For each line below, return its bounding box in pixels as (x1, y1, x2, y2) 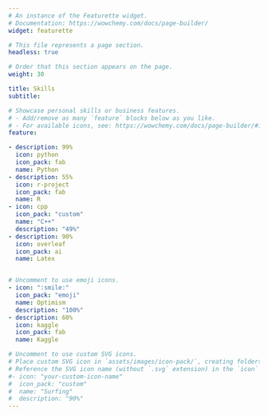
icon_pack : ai (15, 247, 62, 256)
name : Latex (15, 255, 56, 263)
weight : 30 (8, 70, 45, 78)
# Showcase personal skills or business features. (8, 106, 180, 114)
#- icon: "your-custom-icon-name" (8, 373, 124, 381)
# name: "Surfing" (8, 387, 73, 396)
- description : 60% (8, 313, 73, 321)
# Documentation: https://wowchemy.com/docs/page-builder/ (8, 19, 209, 27)
